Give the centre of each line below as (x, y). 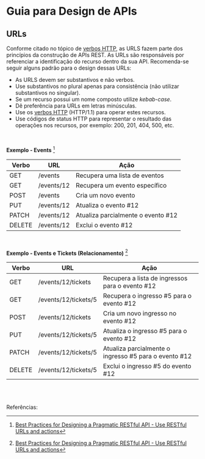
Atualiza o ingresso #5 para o (145, 331)
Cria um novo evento (106, 195)
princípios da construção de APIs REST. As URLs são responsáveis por (95, 55)
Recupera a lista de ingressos (145, 278)
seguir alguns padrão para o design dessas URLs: (69, 68)
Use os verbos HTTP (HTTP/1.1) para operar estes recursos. (90, 112)
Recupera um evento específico (121, 185)
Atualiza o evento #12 (107, 205)
